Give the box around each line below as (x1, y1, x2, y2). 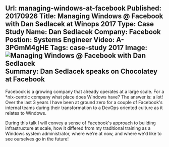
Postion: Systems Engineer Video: (5, 35, 115, 44)
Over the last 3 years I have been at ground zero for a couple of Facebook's (5, 99, 163, 105)
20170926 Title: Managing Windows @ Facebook (5, 12, 163, 21)
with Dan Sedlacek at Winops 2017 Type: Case (5, 20, 154, 28)
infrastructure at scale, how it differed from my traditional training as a (5, 125, 151, 131)
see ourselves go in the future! (5, 136, 69, 142)
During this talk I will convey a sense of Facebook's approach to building (5, 120, 156, 126)
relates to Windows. (5, 110, 47, 116)
